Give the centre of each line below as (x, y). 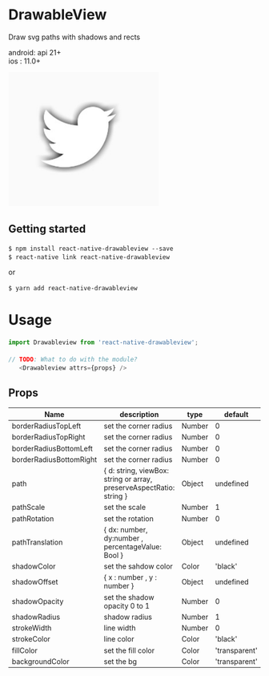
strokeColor (31, 639)
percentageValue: (132, 546)
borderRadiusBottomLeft (52, 448)
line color (119, 639)
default (236, 414)
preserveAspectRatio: (139, 488)
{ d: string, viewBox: (137, 471)
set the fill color (129, 650)
